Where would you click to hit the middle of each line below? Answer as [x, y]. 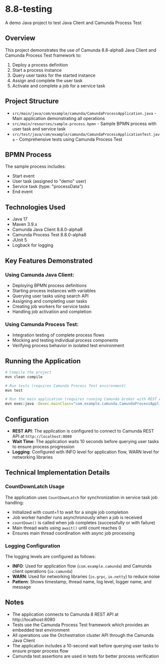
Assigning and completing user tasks [50, 301]
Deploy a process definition [40, 64]
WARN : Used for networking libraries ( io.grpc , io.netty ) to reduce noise [86, 576]
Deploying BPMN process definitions [49, 285]
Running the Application [43, 361]
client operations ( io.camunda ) [42, 571]
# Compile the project [28, 372]
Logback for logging [33, 245]
